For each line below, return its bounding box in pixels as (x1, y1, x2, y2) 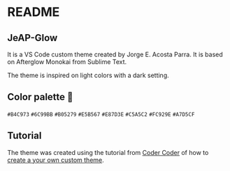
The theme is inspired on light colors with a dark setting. (7, 71, 169, 79)
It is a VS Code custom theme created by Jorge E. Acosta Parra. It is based (7, 50, 224, 58)
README (7, 4, 60, 20)
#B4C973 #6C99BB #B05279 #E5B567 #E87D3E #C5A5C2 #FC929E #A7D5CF (7, 111, 195, 118)
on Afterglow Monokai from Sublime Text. (7, 58, 127, 66)
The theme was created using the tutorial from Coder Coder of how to (7, 148, 209, 156)
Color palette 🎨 (7, 91, 73, 103)
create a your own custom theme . (7, 156, 105, 164)
